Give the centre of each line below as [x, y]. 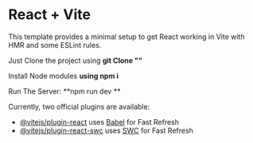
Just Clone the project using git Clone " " [76, 60]
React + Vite [50, 15]
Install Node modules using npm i [64, 75]
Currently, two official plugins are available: [79, 106]
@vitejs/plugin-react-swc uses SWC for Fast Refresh [106, 130]
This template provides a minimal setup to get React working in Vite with [127, 37]
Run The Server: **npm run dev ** [64, 91]
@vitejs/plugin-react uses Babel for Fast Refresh [99, 122]
